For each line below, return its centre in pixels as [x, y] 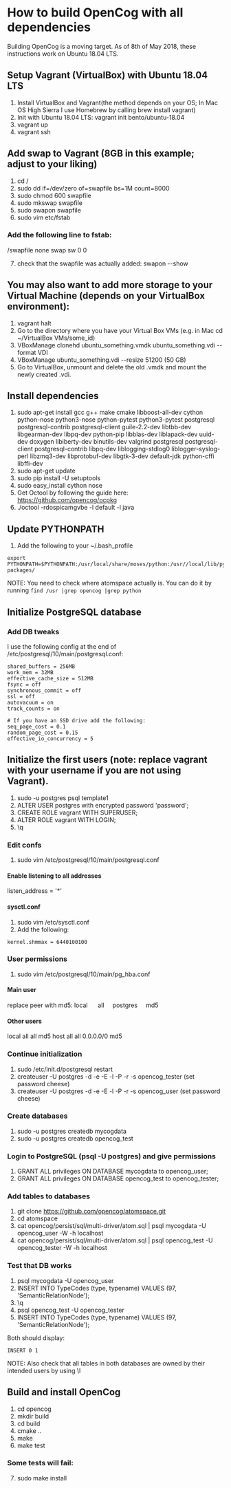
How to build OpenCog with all [95, 13]
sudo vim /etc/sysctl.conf [53, 922]
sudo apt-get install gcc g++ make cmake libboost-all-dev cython [110, 412]
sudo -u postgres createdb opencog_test [75, 1138]
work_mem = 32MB [30, 672]
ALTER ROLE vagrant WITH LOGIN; [66, 819]
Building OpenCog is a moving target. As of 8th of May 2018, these [102, 46]
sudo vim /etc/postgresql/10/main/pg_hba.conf [84, 974]
